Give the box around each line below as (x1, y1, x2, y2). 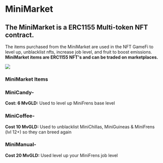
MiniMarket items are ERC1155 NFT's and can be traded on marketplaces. (5, 54, 159, 60)
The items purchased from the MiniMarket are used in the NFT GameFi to (5, 44, 154, 50)
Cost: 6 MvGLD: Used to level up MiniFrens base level (5, 100, 115, 106)
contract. (5, 31, 34, 39)
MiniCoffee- (5, 112, 35, 119)
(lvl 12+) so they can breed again (5, 129, 72, 135)
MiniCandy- (5, 89, 34, 96)
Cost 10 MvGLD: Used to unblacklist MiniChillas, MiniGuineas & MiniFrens (5, 124, 155, 130)
